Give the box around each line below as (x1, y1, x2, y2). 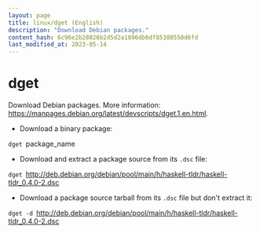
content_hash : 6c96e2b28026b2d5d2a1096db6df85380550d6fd (8, 33, 199, 42)
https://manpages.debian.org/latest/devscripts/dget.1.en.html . (8, 109, 208, 118)
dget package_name (8, 139, 76, 149)
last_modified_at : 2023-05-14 (8, 41, 108, 49)
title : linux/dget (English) (8, 19, 104, 27)
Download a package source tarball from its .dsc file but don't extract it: (19, 193, 253, 202)
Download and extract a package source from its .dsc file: (19, 155, 208, 164)
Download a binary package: (19, 124, 113, 133)
